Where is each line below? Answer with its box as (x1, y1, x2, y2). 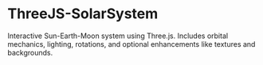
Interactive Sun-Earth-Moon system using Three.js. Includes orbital (7, 31, 229, 40)
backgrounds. (7, 48, 53, 57)
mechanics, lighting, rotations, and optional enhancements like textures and (7, 39, 256, 48)
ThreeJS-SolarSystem (7, 5, 159, 23)
